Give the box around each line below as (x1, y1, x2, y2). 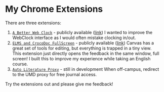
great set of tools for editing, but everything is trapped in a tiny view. (12, 45, 152, 51)
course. (12, 61, 28, 67)
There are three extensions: (5, 20, 62, 26)
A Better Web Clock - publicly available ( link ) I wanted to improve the (12, 29, 153, 35)
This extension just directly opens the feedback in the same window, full (12, 50, 160, 56)
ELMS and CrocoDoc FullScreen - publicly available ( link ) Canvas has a (12, 40, 154, 46)
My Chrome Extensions (5, 3, 103, 15)
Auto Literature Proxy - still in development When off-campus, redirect (12, 66, 160, 72)
